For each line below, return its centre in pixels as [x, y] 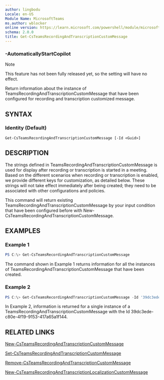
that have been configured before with [44, 210]
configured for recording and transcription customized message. [70, 99]
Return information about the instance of [46, 89]
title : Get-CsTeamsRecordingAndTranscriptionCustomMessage [66, 37]
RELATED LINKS [30, 332]
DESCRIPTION [27, 153]
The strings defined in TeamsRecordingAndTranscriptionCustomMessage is [81, 165]
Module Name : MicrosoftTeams [35, 19]
